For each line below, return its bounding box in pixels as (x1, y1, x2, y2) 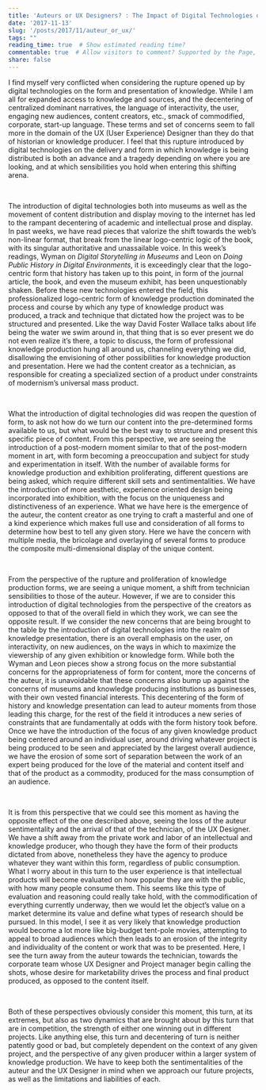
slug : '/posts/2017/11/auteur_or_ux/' (8, 26, 136, 34)
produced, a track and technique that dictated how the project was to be (8, 310, 245, 320)
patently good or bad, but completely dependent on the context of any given (8, 1040, 258, 1050)
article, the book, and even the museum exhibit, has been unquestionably (8, 277, 248, 286)
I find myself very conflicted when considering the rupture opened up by (8, 77, 245, 87)
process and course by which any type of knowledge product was (8, 302, 224, 312)
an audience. (8, 777, 51, 786)
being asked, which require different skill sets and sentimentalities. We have (8, 476, 256, 486)
